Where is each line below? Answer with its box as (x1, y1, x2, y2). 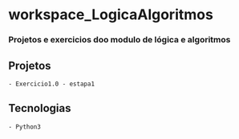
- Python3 (8, 122, 42, 131)
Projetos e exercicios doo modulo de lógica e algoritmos (8, 34, 231, 46)
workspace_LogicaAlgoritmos (8, 6, 214, 24)
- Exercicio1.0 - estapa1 (8, 80, 95, 88)
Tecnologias (8, 101, 71, 115)
